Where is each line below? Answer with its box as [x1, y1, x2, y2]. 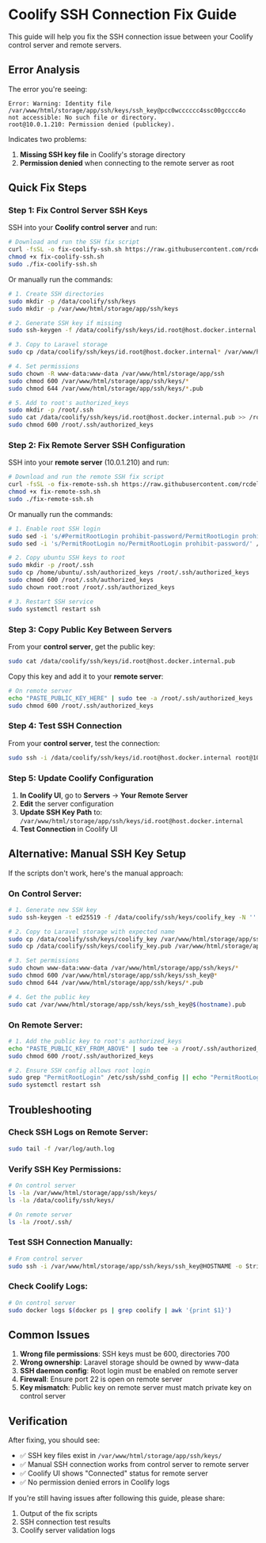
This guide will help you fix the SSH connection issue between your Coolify [8, 32, 253, 41]
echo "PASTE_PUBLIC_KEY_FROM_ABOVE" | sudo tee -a [8, 1044, 179, 1052]
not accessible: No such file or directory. [8, 113, 158, 121]
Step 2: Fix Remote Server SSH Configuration [8, 439, 186, 450]
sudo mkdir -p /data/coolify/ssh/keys [8, 297, 136, 305]
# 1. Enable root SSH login [8, 525, 101, 533]
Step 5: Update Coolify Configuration [8, 772, 154, 783]
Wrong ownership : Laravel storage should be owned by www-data [19, 1357, 240, 1367]
